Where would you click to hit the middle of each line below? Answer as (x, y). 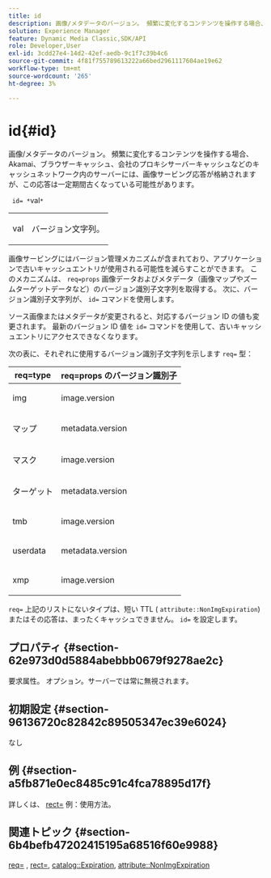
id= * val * (28, 201)
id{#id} (33, 131)
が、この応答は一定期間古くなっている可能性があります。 (104, 185)
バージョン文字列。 (68, 229)
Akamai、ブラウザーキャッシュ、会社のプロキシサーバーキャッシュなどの (131, 164)
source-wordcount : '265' (50, 76)
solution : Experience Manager (59, 31)
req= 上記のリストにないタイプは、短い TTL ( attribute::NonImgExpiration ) (134, 609)
